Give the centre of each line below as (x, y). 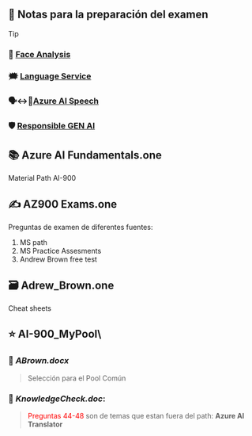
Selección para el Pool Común (77, 378)
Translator (45, 424)
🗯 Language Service (50, 76)
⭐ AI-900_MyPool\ (55, 334)
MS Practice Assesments (60, 251)
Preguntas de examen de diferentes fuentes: (81, 228)
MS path (33, 243)
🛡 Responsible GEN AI (52, 125)
